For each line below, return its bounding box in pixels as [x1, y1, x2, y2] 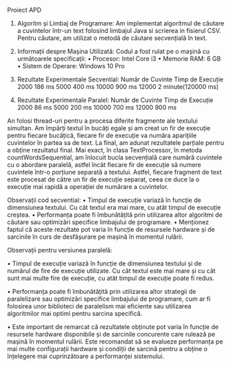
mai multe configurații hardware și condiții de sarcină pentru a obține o [7, 345, 208, 353]
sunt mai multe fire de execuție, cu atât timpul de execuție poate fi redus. [7, 274, 215, 282]
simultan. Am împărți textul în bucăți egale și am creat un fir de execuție [7, 124, 211, 132]
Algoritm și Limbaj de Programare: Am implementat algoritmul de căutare [17, 19, 225, 27]
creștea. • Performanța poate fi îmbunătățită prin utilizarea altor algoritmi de [7, 210, 223, 219]
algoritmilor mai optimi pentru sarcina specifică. [7, 310, 143, 317]
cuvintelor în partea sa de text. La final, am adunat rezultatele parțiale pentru [7, 139, 225, 147]
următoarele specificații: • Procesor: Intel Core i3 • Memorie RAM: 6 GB [17, 54, 221, 63]
